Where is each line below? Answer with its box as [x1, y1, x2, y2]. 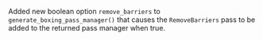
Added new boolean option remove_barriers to [8, 7, 161, 16]
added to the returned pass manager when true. [8, 24, 165, 32]
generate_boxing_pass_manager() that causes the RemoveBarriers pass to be [8, 15, 256, 24]
